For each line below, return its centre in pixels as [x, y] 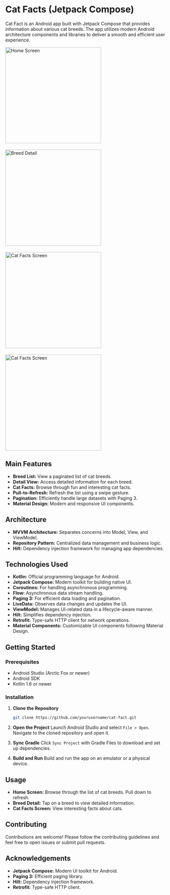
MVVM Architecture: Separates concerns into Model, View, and [80, 532]
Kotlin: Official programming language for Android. [66, 577]
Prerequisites [22, 662]
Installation [20, 697]
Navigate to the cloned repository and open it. [61, 733]
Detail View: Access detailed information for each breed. [72, 482]
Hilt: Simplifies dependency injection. [52, 615]
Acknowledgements [38, 858]
